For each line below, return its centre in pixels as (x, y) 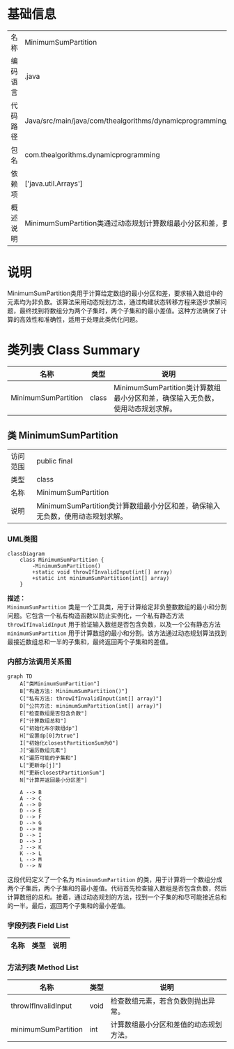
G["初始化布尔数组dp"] (49, 729)
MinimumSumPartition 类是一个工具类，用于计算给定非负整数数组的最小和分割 (117, 607)
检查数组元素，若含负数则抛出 (159, 1001)
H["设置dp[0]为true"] (49, 736)
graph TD (20, 677)
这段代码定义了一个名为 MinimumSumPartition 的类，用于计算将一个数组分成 (115, 879)
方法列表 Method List (43, 967)
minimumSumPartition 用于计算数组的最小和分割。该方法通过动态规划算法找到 (117, 633)
